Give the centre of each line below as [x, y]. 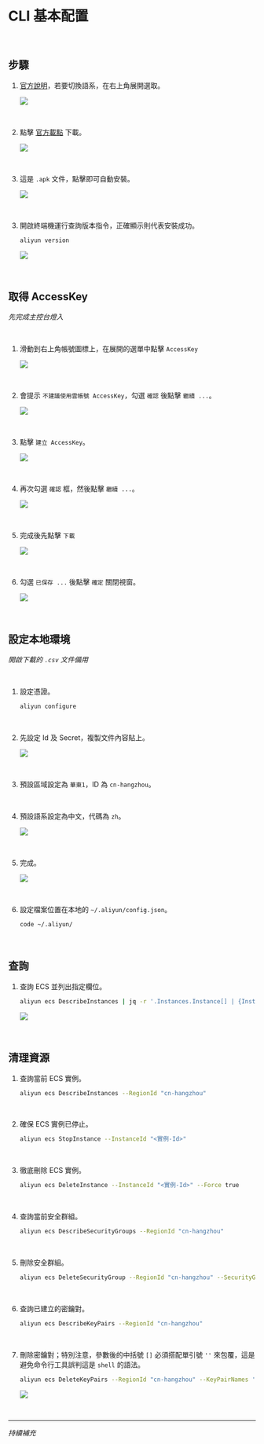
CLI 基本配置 [48, 16]
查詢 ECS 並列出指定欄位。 [63, 986]
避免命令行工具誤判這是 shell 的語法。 [82, 1365]
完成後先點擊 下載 [47, 536]
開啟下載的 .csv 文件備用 [48, 660]
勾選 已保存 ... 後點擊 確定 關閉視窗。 [79, 582]
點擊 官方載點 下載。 [53, 132]
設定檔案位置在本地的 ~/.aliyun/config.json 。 [95, 910]
